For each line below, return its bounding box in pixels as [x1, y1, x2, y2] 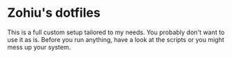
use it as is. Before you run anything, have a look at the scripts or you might [7, 35, 225, 43]
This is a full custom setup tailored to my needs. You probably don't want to [7, 28, 225, 36]
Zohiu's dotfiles [7, 5, 101, 21]
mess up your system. [7, 43, 71, 51]
